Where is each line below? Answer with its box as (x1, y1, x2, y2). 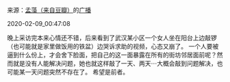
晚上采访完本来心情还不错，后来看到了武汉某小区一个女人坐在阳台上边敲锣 (7, 33, 217, 42)
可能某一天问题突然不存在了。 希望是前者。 (7, 68, 129, 76)
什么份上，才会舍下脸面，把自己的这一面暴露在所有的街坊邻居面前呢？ (18, 51, 217, 59)
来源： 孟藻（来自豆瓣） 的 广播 (7, 6, 91, 14)
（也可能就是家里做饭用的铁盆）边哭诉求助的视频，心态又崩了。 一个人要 (7, 42, 213, 50)
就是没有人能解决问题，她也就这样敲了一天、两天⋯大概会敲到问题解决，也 (12, 59, 223, 67)
